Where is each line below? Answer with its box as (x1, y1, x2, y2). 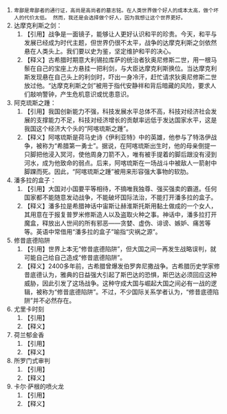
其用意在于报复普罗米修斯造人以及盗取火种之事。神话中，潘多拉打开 (23, 210, 217, 219)
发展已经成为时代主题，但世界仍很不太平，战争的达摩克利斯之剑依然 (23, 39, 217, 47)
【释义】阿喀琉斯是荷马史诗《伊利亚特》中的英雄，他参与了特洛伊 (23, 133, 211, 141)
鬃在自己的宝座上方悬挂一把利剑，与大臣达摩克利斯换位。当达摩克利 (23, 65, 217, 72)
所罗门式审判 (13, 357, 50, 364)
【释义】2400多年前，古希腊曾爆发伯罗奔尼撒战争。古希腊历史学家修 (23, 262, 220, 270)
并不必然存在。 (32, 296, 76, 305)
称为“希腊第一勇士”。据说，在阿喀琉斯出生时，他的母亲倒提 (42, 142, 210, 150)
